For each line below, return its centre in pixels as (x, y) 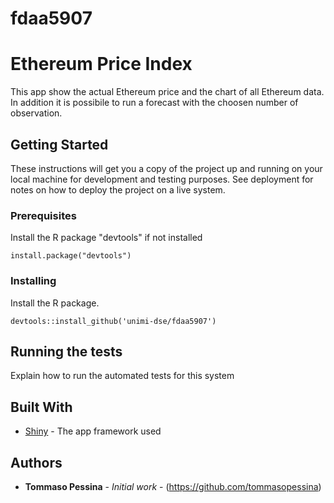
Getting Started (59, 144)
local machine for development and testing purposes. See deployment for (162, 179)
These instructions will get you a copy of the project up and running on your (166, 168)
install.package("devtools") (71, 256)
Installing (33, 281)
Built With (41, 407)
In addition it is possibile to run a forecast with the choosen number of (154, 103)
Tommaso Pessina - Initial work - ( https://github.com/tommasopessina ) (173, 486)
